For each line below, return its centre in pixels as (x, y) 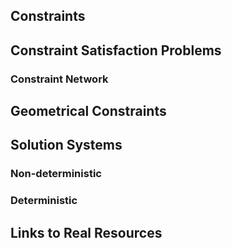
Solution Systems (66, 145)
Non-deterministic (56, 174)
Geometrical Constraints (88, 111)
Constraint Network (59, 79)
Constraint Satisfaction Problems (116, 50)
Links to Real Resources (86, 232)
